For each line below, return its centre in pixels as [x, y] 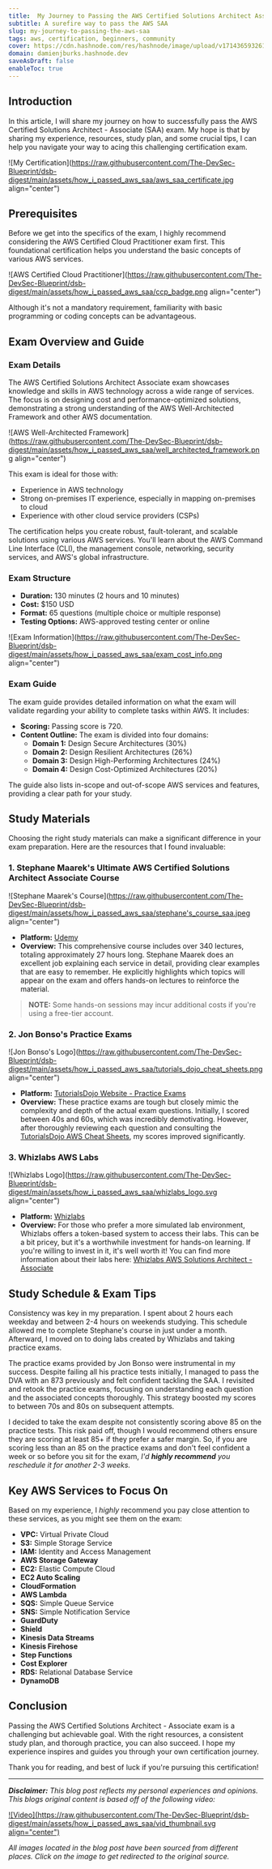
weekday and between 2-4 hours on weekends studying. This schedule [128, 1322]
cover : [19, 46]
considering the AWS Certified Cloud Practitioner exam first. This [117, 242]
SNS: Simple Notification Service [75, 1611]
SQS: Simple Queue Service [67, 1603]
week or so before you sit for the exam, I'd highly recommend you [119, 1457]
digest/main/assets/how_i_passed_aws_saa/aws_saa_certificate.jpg [121, 180]
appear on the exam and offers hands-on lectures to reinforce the [130, 980]
